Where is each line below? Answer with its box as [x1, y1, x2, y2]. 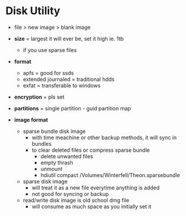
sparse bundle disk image [22, 127, 86, 135]
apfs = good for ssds [22, 69, 74, 76]
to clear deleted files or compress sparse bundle [31, 146, 150, 153]
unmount [40, 165, 63, 172]
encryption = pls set [14, 93, 65, 100]
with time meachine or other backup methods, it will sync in [31, 134, 177, 141]
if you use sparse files [22, 46, 77, 54]
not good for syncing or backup [31, 190, 109, 197]
